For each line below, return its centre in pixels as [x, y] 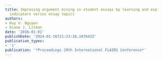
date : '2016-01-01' [25, 32]
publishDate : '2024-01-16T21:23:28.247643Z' [51, 37]
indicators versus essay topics [42, 14]
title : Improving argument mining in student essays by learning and [77, 9]
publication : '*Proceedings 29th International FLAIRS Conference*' [76, 50]
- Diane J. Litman [24, 28]
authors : [14, 18]
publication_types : [25, 41]
